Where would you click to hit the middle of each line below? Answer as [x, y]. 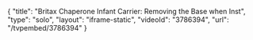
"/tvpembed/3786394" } [48, 28]
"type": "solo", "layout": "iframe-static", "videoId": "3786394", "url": [118, 20]
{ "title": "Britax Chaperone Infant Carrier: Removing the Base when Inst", [127, 11]
